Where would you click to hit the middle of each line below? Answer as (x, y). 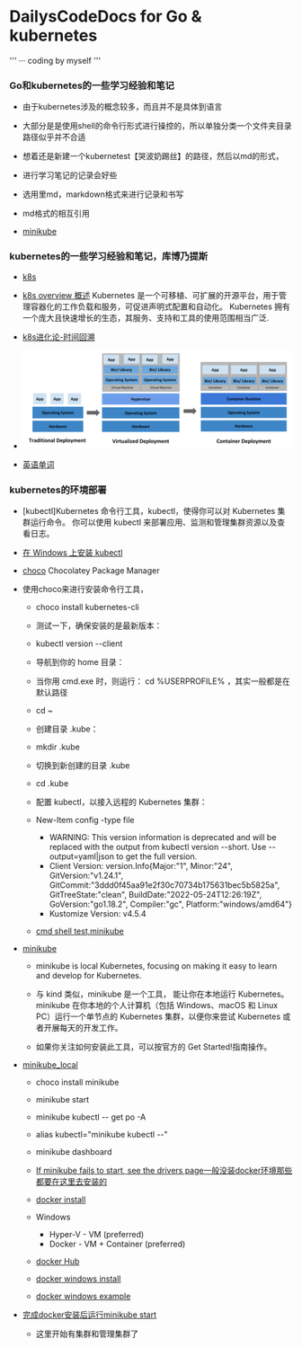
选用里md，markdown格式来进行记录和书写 (103, 194)
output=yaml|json (82, 856)
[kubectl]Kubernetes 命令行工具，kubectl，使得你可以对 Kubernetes (149, 511)
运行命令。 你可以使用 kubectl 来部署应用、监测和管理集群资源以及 (154, 522)
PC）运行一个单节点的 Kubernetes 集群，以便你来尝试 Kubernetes (158, 1016)
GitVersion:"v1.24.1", (86, 876)
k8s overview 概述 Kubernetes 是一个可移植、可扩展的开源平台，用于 (151, 295)
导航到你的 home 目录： (80, 662)
